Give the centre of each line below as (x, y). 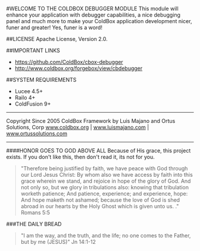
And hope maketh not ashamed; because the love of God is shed (100, 200)
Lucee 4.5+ (29, 91)
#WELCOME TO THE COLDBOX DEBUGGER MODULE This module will (92, 9)
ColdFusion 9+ (33, 104)
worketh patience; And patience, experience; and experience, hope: (104, 193)
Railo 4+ (25, 98)
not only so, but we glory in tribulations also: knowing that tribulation (105, 187)
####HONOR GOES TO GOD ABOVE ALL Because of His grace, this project (99, 150)
